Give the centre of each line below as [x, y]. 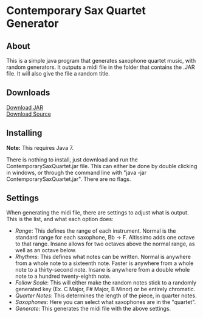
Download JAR [25, 107]
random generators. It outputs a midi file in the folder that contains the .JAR [101, 67]
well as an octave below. [46, 250]
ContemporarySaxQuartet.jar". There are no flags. [69, 179]
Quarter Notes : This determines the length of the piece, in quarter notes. [106, 295]
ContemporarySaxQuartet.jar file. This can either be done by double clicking [102, 166]
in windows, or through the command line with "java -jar [77, 172]
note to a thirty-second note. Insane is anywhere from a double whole [102, 270]
